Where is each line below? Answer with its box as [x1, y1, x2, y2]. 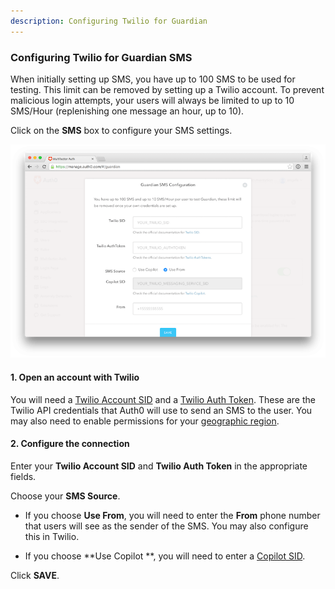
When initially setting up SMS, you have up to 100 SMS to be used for [10, 73, 296, 85]
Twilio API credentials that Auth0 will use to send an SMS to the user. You [10, 404, 313, 416]
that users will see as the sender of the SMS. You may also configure [24, 520, 309, 532]
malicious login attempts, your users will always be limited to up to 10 [10, 94, 295, 106]
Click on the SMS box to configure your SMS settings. [10, 124, 233, 136]
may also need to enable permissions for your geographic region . [10, 415, 280, 427]
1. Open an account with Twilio [10, 371, 140, 383]
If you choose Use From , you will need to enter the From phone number [24, 509, 321, 521]
